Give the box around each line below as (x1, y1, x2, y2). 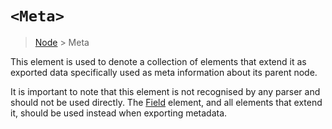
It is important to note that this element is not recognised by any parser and (10, 85, 321, 97)
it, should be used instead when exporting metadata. (10, 107, 228, 119)
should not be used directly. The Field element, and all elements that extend (10, 96, 323, 108)
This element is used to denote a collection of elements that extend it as (10, 55, 307, 67)
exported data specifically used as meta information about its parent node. (10, 66, 318, 78)
